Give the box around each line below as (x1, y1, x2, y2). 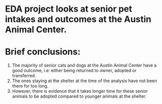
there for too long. (12, 83, 49, 89)
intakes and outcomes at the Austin (5, 14, 152, 25)
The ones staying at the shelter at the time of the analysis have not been (12, 78, 157, 84)
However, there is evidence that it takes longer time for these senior (12, 88, 148, 94)
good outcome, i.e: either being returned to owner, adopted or (12, 68, 137, 73)
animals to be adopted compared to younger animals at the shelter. (12, 93, 147, 99)
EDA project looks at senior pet (5, 3, 132, 15)
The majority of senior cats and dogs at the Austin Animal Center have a (12, 62, 157, 69)
